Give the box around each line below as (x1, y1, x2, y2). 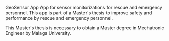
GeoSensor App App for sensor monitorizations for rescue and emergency (5, 5, 162, 10)
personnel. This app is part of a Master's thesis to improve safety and (5, 10, 152, 16)
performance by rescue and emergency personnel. (5, 15, 113, 21)
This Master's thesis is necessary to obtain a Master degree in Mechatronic (5, 25, 164, 31)
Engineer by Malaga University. (5, 30, 71, 36)
